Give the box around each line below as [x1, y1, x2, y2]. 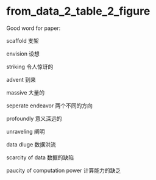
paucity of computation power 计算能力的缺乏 [6, 167, 121, 174]
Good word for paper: [6, 24, 61, 32]
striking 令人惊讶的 [6, 63, 54, 70]
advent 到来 [6, 76, 37, 83]
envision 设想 [6, 50, 40, 57]
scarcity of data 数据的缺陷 [6, 154, 74, 161]
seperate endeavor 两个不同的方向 [6, 102, 93, 109]
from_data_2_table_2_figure [6, 4, 151, 18]
